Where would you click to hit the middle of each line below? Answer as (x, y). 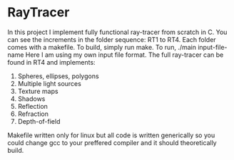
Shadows (31, 98)
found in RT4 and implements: (51, 62)
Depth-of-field (39, 121)
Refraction (33, 114)
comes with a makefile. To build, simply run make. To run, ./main (102, 47)
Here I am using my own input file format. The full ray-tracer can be (124, 55)
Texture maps (38, 91)
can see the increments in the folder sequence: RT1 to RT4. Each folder (112, 39)
